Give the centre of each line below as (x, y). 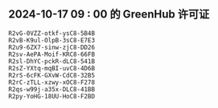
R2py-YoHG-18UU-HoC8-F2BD (51, 96)
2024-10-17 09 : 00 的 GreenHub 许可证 (109, 14)
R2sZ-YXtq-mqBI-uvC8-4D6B (51, 68)
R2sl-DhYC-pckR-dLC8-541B (51, 61)
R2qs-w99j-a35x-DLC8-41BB (51, 89)
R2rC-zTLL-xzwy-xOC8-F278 (51, 82)
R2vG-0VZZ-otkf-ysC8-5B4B (51, 33)
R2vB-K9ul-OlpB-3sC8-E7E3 (51, 40)
